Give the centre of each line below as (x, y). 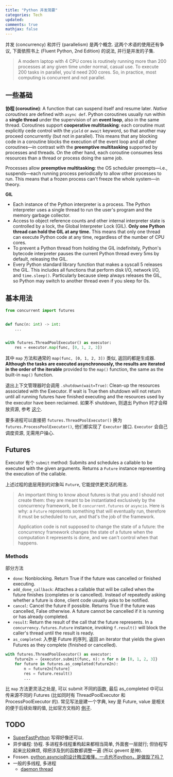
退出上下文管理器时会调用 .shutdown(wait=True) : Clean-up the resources (83, 385)
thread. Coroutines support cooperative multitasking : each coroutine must (85, 125)
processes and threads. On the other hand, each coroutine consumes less (84, 152)
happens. (28, 543)
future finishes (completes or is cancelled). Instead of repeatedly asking (89, 595)
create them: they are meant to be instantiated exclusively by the (86, 500)
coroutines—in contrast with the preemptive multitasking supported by (82, 147)
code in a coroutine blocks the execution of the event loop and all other (81, 142)
